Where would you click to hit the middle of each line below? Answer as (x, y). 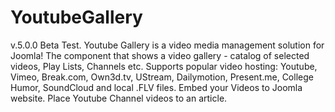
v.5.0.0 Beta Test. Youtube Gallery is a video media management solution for (167, 45)
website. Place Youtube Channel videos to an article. (119, 98)
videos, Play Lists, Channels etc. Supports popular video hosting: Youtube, (164, 66)
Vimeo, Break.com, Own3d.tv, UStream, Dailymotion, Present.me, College (162, 77)
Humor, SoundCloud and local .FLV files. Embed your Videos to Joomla (156, 87)
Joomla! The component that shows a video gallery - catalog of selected (160, 55)
